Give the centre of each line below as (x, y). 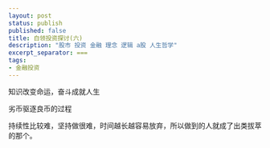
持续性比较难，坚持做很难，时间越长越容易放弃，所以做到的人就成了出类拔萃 (135, 126)
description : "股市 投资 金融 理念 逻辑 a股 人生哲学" (93, 46)
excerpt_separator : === (48, 53)
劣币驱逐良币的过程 (40, 108)
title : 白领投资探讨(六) (45, 38)
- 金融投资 (24, 68)
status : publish (35, 23)
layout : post (30, 16)
